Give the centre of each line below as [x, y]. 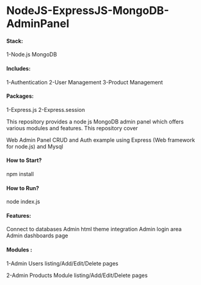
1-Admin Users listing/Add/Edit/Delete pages [62, 263]
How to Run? [23, 188]
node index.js [23, 202]
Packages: [20, 96]
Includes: [19, 68]
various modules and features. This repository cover [72, 128]
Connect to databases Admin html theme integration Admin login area [94, 229]
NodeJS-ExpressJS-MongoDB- [88, 11]
